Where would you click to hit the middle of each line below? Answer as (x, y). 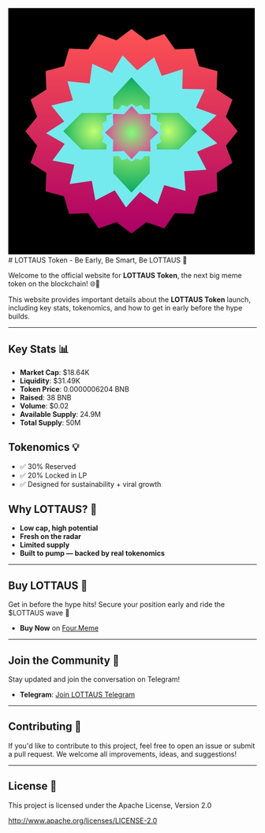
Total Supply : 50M (50, 422)
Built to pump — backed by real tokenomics (92, 553)
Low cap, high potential (59, 528)
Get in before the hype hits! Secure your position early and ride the (117, 604)
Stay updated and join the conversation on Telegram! (94, 679)
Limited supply (45, 545)
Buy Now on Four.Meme (59, 628)
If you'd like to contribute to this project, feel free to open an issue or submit (132, 746)
